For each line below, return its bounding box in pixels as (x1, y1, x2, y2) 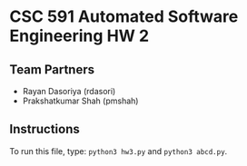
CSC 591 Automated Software (9, 6, 239, 27)
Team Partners (9, 62, 95, 77)
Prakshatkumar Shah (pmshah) (22, 95, 139, 106)
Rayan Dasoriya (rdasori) (22, 86, 116, 96)
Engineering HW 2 (9, 25, 150, 46)
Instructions (9, 122, 80, 137)
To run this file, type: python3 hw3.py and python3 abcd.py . (9, 145, 228, 156)
